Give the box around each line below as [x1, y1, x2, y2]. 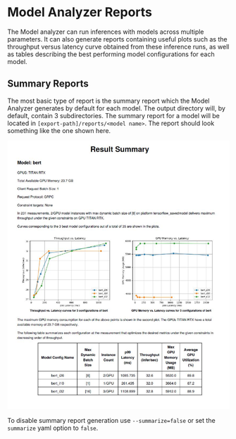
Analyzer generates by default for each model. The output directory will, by [7, 103, 225, 113]
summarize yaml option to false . [7, 424, 99, 433]
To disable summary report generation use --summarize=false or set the [7, 416, 216, 425]
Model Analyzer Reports [7, 4, 153, 20]
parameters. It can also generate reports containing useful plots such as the [7, 34, 228, 43]
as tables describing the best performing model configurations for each [7, 50, 215, 58]
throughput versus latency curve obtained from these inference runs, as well [7, 42, 230, 51]
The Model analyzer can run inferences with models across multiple [7, 27, 204, 36]
